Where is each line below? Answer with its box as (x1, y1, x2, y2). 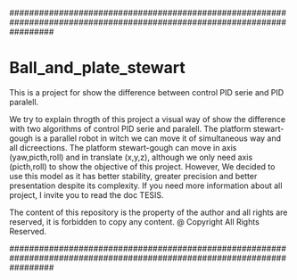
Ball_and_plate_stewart (9, 58, 186, 78)
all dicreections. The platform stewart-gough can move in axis (9, 142, 237, 152)
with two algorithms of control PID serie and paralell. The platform (9, 123, 252, 134)
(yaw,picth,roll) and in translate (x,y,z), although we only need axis (9, 152, 253, 162)
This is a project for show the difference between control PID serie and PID (9, 86, 285, 97)
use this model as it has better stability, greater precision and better (9, 170, 258, 181)
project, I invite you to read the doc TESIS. (9, 189, 164, 200)
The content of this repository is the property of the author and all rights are (9, 207, 288, 218)
